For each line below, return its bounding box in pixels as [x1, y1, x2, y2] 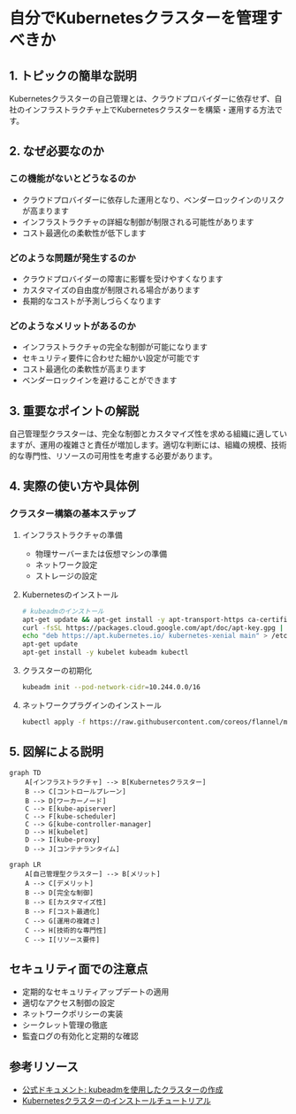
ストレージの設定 [34, 570, 98, 580]
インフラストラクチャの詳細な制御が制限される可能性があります [21, 216, 254, 227]
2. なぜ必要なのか [9, 143, 104, 159]
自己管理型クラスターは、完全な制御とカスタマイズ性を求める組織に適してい [9, 428, 287, 439]
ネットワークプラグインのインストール [21, 700, 162, 711]
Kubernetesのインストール [21, 589, 119, 600]
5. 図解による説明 [9, 744, 104, 759]
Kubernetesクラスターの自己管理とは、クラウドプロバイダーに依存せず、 [9, 94, 276, 104]
